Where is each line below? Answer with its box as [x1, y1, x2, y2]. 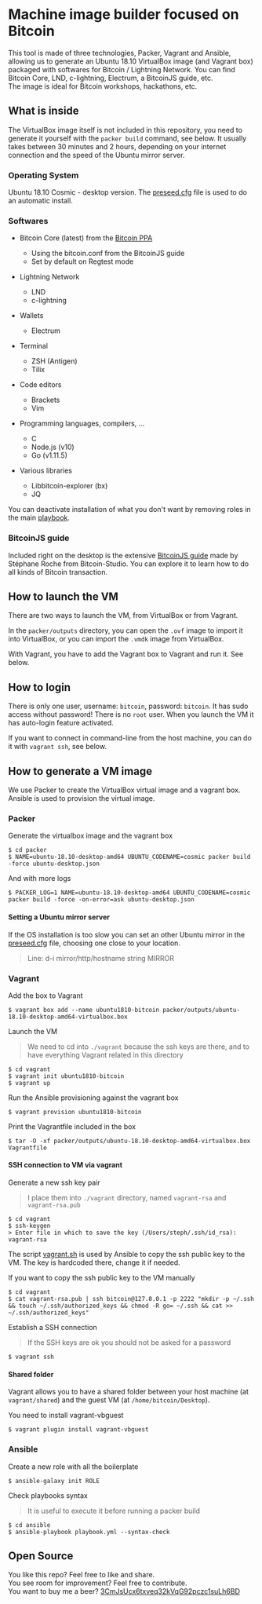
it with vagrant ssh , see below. [8, 742, 107, 751]
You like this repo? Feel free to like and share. [8, 1570, 155, 1580]
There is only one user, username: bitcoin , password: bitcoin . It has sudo [8, 701, 249, 711]
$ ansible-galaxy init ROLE [8, 1477, 100, 1485]
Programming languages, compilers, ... [19, 418, 145, 429]
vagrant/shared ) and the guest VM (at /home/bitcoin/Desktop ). [8, 1395, 210, 1405]
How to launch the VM [8, 590, 119, 604]
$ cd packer [8, 846, 47, 854]
